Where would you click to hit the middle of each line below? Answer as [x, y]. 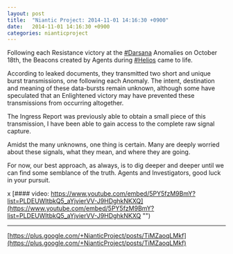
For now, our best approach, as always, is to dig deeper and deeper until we [115, 166]
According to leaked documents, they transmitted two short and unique [109, 74]
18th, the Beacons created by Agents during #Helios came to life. [100, 60]
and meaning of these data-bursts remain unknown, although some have [111, 88]
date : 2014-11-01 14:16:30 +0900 [59, 26]
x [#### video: [28, 194]
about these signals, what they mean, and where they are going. [99, 152]
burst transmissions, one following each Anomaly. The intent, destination [111, 81]
